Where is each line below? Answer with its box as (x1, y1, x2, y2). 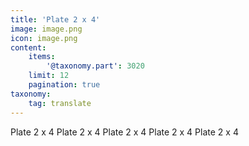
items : (28, 52, 56, 62)
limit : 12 (28, 71, 70, 81)
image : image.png (10, 24, 83, 34)
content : (10, 42, 47, 53)
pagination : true (28, 80, 101, 90)
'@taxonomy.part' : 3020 (46, 61, 145, 71)
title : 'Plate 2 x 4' (10, 14, 101, 25)
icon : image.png (10, 33, 78, 43)
